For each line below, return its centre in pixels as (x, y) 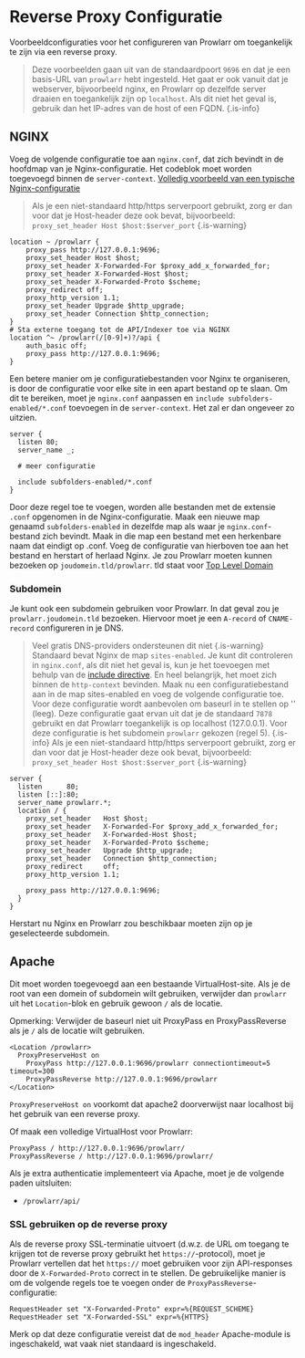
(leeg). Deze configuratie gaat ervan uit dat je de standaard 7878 (152, 714)
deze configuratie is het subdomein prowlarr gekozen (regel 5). (151, 733)
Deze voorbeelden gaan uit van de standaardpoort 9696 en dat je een (161, 69)
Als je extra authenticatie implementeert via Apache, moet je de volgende (147, 1173)
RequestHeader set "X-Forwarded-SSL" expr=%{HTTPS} (109, 1317)
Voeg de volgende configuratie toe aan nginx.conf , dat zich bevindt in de (147, 159)
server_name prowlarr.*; (65, 803)
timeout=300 (32, 1071)
